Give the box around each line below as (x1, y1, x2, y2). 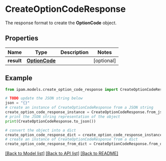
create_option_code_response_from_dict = (5, 142, 92, 147)
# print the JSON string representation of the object (5, 114, 121, 119)
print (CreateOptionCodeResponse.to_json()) (5, 119, 96, 124)
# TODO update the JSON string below (5, 96, 83, 101)
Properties (5, 34, 39, 42)
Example (5, 74, 33, 82)
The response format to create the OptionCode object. (5, 20, 117, 26)
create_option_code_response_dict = (5, 132, 81, 137)
